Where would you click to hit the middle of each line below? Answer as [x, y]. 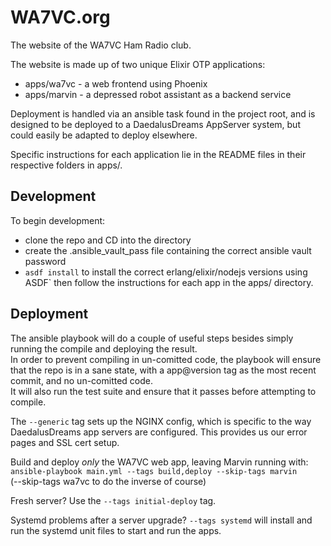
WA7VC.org [60, 17]
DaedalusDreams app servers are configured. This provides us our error [159, 432]
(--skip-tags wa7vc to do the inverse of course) [108, 481]
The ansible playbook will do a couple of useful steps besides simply [152, 338]
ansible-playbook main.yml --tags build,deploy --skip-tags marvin [154, 471]
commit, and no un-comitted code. [81, 380]
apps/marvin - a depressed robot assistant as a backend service [158, 94]
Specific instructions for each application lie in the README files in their [158, 154]
